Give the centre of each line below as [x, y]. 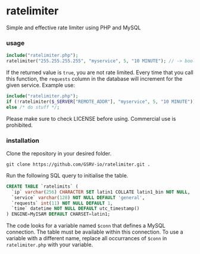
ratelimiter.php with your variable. [50, 245]
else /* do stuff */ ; [33, 107]
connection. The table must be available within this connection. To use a [95, 232]
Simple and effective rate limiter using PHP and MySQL [74, 27]
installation [23, 140]
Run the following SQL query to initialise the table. [67, 175]
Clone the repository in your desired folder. [59, 153]
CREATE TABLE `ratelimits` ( [42, 186]
